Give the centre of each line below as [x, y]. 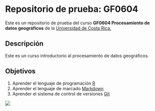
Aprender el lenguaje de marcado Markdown [58, 88]
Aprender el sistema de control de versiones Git [61, 94]
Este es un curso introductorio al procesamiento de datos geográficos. [77, 55]
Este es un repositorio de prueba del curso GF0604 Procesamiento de [77, 23]
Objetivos [20, 71]
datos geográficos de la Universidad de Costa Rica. [58, 28]
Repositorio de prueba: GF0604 [72, 9]
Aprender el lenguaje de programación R [54, 83]
